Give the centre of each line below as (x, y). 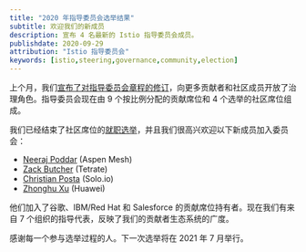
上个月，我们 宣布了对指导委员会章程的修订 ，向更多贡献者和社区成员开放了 (149, 87)
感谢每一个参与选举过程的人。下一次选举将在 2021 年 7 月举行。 (129, 238)
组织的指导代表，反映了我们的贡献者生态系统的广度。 (134, 219)
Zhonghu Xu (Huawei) (64, 189)
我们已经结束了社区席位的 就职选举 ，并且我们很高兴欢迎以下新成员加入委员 (149, 130)
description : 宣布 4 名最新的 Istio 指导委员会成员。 (104, 35)
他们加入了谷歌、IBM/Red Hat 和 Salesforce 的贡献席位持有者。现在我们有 (148, 207)
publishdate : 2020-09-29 (56, 43)
